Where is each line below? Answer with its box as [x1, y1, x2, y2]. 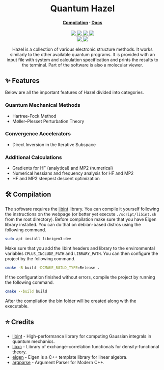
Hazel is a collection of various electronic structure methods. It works [12, 46, 153, 52]
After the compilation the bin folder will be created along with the [5, 298, 137, 304]
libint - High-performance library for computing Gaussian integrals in [12, 333, 151, 339]
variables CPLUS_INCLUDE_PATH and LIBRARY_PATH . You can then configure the [5, 250, 158, 256]
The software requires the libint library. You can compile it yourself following [5, 206, 160, 212]
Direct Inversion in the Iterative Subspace [12, 141, 96, 148]
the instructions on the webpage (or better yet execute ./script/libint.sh [5, 211, 156, 217]
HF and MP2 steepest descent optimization [12, 176, 100, 182]
